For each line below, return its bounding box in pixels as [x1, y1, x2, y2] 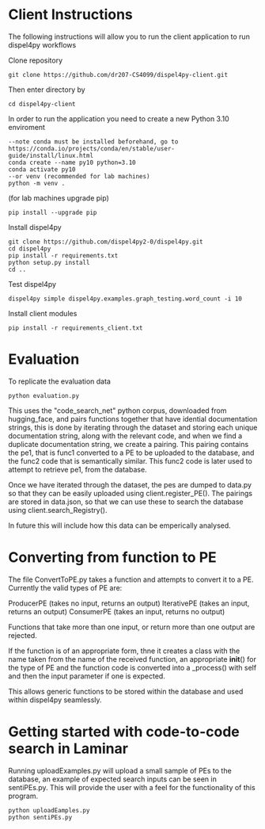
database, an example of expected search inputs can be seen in [8, 774, 218, 784]
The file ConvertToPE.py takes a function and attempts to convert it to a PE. [8, 575, 254, 584]
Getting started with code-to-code [8, 723, 240, 740]
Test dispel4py [8, 279, 57, 288]
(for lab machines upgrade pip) [8, 193, 109, 203]
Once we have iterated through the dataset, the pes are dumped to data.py [8, 479, 252, 489]
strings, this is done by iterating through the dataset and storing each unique [8, 422, 258, 432]
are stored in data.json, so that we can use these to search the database [8, 497, 244, 506]
